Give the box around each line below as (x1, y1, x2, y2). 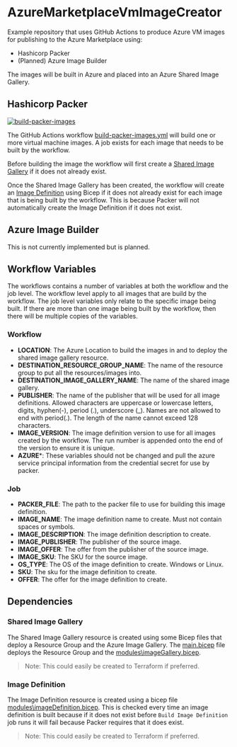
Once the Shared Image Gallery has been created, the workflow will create (7, 181, 225, 189)
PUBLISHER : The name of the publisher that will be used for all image (17, 391, 221, 399)
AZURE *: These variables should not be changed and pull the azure (17, 451, 216, 460)
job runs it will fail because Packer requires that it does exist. (7, 718, 184, 726)
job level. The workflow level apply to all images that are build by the (7, 290, 207, 298)
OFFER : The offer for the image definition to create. (17, 575, 168, 583)
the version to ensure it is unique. (17, 443, 115, 452)
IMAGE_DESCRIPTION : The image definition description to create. (17, 530, 211, 538)
